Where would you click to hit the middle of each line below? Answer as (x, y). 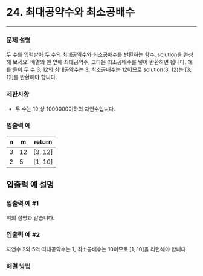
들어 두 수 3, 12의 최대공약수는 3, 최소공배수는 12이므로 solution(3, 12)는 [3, (102, 69)
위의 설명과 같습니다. (31, 217)
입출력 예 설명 (30, 185)
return (43, 141)
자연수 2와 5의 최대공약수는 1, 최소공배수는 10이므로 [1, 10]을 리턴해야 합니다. (97, 249)
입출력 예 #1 (23, 204)
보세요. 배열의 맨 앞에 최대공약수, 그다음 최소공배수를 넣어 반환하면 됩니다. (99, 62)
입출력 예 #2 (23, 235)
